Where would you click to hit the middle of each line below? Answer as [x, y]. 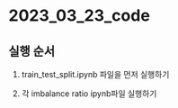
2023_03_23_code [79, 16]
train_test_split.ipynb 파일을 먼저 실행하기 [95, 74]
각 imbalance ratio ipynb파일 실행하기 [89, 94]
